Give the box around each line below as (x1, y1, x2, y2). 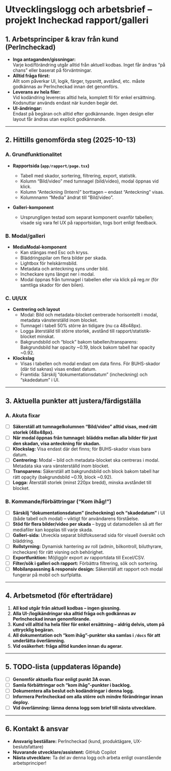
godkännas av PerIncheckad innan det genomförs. (12, 83, 119, 89)
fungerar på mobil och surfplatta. (12, 572, 82, 578)
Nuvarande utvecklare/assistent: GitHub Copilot (12, 749, 117, 755)
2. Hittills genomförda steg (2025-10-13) (5, 135, 136, 144)
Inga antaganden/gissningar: (12, 56, 76, 62)
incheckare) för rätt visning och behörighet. (12, 549, 104, 555)
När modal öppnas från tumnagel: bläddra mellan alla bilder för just (12, 435, 158, 441)
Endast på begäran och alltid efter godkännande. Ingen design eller (12, 111, 154, 117)
